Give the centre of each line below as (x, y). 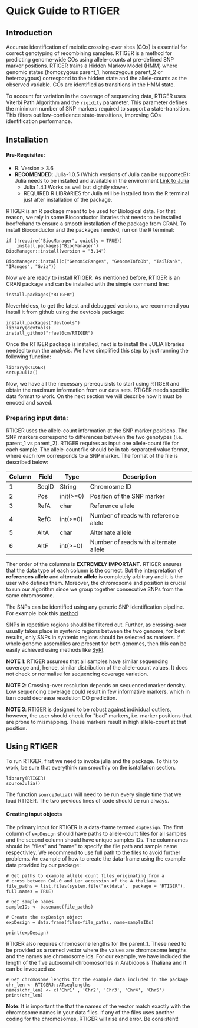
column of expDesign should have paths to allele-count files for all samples (96, 833)
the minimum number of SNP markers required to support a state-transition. (98, 109)
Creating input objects (34, 814)
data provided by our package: (43, 865)
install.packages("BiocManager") (58, 246)
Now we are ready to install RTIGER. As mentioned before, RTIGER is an (93, 277)
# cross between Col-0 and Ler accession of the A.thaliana (82, 881)
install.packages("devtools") (43, 323)
